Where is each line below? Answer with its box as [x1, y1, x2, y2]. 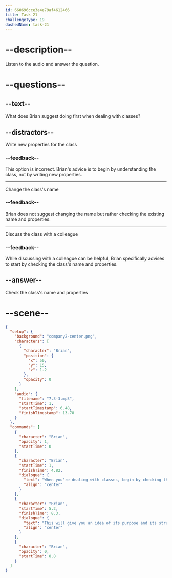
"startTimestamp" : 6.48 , [18, 405, 72, 411]
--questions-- [5, 79, 66, 90]
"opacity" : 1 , [18, 439, 50, 444]
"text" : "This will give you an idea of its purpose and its [24, 520, 157, 526]
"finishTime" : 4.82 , [18, 468, 63, 473]
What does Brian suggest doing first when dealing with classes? [5, 113, 141, 119]
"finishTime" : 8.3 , [18, 511, 60, 516]
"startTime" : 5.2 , [18, 506, 58, 511]
